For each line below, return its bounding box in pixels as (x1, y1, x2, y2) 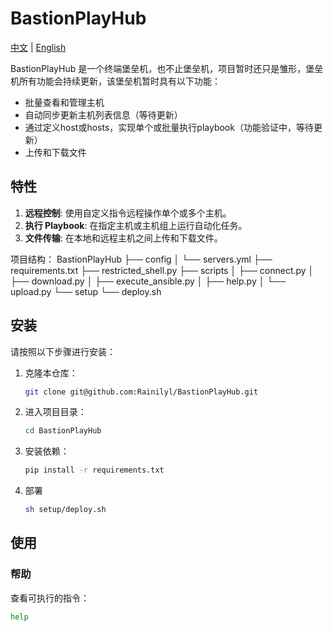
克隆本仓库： (24, 367, 78, 379)
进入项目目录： (24, 406, 87, 418)
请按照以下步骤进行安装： (10, 345, 116, 357)
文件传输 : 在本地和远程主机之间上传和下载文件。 (24, 232, 223, 244)
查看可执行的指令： (10, 592, 90, 604)
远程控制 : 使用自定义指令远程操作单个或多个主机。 (24, 207, 232, 219)
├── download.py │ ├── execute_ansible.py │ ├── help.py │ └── (10, 275, 287, 287)
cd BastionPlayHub (24, 426, 102, 436)
